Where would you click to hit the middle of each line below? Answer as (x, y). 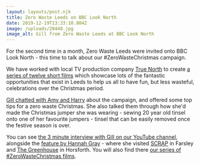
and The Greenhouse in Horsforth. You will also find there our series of (94, 150)
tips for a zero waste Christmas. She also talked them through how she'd (96, 106)
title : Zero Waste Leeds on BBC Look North (62, 17)
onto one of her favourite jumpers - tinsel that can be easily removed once (98, 119)
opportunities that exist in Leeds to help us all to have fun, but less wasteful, (100, 82)
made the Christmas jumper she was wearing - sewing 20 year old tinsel (96, 113)
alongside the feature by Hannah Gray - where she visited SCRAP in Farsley (100, 143)
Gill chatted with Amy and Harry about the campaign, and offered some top (99, 100)
